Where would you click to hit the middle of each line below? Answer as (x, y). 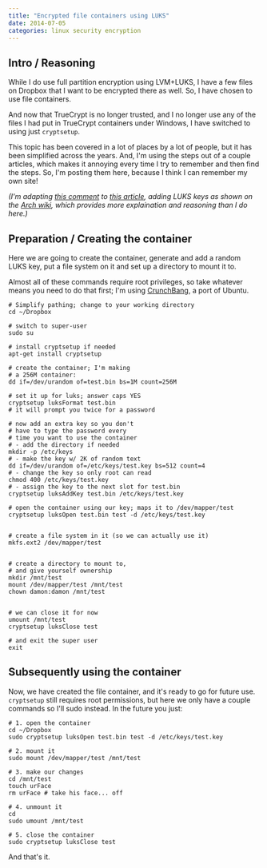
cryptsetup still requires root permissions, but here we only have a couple (130, 699)
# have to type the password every (68, 431)
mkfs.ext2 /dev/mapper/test (55, 543)
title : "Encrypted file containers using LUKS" (89, 16)
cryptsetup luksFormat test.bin (62, 403)
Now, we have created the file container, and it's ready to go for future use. (132, 691)
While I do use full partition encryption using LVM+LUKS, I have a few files (131, 82)
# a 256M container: (43, 375)
